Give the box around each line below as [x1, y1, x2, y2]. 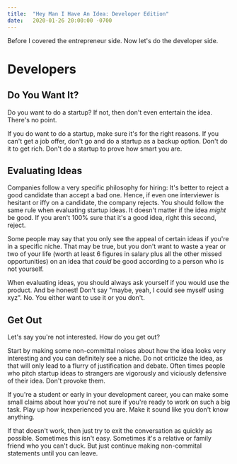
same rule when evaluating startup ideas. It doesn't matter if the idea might [7, 206, 226, 214]
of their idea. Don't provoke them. [7, 376, 106, 385]
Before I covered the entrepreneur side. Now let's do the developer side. [7, 36, 219, 45]
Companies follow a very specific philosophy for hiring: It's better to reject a [7, 183, 229, 192]
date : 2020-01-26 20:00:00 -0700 [7, 17, 112, 24]
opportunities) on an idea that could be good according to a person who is [7, 257, 224, 266]
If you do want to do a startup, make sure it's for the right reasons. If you [7, 129, 219, 138]
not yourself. [7, 265, 45, 273]
